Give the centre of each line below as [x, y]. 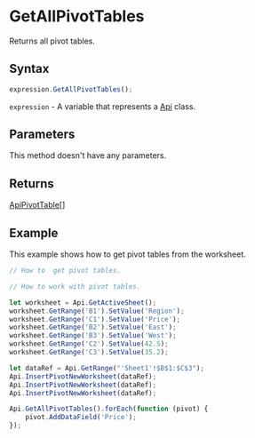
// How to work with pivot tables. [75, 286]
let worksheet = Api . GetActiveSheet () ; [83, 303]
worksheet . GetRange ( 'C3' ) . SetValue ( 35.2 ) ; [89, 353]
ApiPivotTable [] [37, 205]
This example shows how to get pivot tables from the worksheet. [127, 254]
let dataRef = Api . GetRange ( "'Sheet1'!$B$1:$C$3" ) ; [107, 368]
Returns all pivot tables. [52, 41]
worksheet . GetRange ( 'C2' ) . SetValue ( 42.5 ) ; [89, 344]
